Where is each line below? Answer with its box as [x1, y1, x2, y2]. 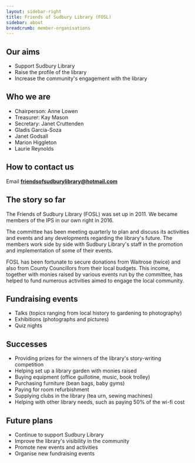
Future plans [6, 415, 53, 425]
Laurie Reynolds [14, 145, 54, 152]
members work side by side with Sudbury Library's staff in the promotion [6, 241, 183, 248]
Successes [6, 339, 48, 349]
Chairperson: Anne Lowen [14, 107, 78, 115]
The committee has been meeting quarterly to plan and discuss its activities [6, 228, 190, 235]
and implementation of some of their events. [6, 247, 113, 254]
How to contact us [6, 162, 75, 172]
